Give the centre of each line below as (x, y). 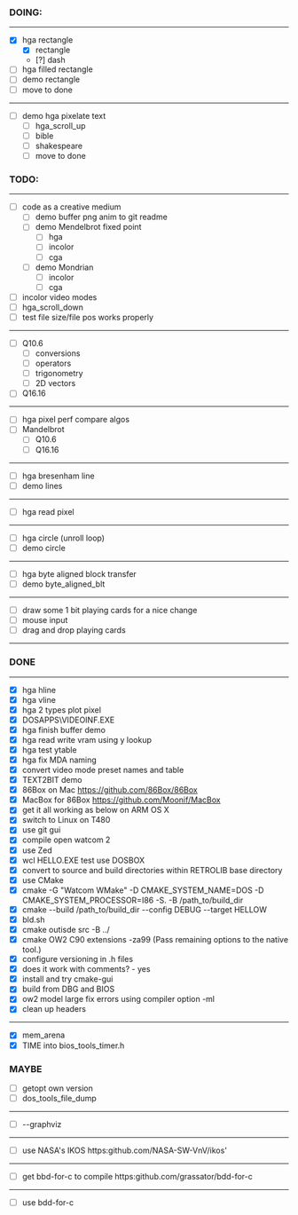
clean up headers (54, 1009)
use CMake (43, 880)
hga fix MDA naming (59, 760)
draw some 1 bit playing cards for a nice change (110, 611)
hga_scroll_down (53, 307)
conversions (58, 353)
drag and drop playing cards (74, 630)
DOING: (26, 12)
